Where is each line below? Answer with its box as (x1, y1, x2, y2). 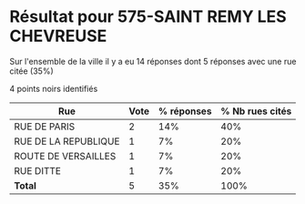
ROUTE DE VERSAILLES (14, 149, 117, 162)
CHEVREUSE (9, 25, 107, 46)
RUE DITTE (14, 164, 62, 177)
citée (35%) (9, 66, 55, 76)
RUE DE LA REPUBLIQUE (14, 135, 120, 148)
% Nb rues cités (220, 105, 292, 117)
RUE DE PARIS (14, 120, 76, 133)
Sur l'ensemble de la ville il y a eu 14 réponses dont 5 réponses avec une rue (9, 56, 297, 66)
